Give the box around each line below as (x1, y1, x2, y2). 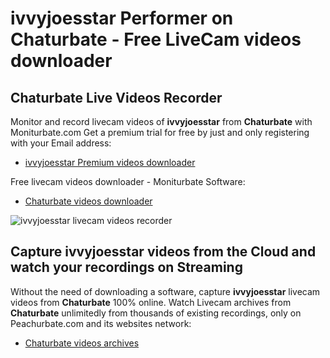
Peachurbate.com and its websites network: (10, 317, 192, 329)
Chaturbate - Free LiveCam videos (10, 28, 302, 51)
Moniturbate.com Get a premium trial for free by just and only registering (10, 127, 310, 138)
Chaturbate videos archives (24, 337, 140, 349)
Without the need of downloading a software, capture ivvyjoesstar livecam (10, 285, 321, 297)
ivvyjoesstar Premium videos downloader (24, 157, 196, 168)
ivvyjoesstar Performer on (10, 7, 234, 30)
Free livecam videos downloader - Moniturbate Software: (10, 176, 246, 187)
